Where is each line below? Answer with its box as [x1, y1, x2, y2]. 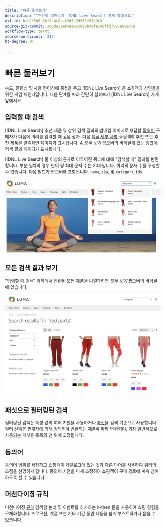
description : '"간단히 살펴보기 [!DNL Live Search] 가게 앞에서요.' [5, 13, 135, 18]
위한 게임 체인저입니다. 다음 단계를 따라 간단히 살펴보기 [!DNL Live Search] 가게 [5, 91, 159, 97]
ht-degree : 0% [5, 39, 34, 44]
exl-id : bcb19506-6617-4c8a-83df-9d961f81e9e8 [5, 18, 102, 23]
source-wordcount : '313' [5, 34, 56, 39]
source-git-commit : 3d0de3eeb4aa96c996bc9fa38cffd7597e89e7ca [5, 24, 135, 29]
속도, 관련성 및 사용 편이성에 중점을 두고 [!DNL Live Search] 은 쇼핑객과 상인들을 [5, 85, 160, 91]
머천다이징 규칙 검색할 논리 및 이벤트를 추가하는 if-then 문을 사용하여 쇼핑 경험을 [5, 504, 159, 510]
